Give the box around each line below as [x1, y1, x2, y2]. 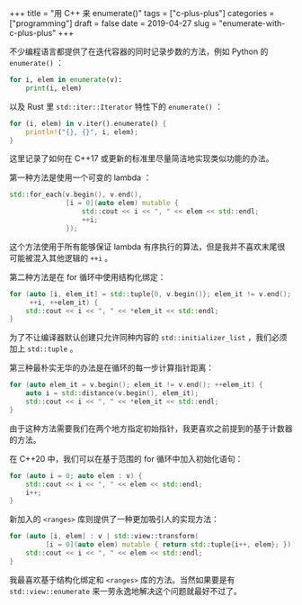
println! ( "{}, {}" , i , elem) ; [25, 127, 139, 137]
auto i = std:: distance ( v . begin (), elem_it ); [25, 389, 200, 398]
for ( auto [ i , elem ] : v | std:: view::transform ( [9, 532, 200, 541]
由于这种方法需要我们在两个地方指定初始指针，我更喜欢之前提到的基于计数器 [9, 422, 293, 434]
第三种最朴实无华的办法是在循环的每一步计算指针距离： [9, 363, 214, 374]
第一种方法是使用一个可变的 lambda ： [9, 172, 152, 183]
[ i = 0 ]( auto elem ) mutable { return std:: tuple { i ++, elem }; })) [45, 540, 296, 549]
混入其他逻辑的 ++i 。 [32, 252, 113, 263]
